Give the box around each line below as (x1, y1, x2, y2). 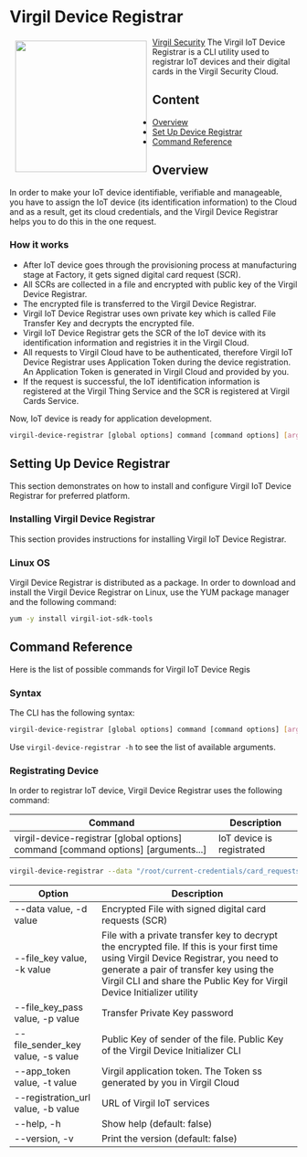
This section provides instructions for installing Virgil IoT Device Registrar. (9, 533, 287, 545)
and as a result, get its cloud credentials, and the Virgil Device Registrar (9, 206, 279, 217)
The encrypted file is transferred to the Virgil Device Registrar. (22, 298, 257, 309)
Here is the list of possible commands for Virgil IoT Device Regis (9, 663, 251, 674)
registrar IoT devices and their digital (152, 56, 291, 67)
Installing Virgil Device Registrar (9, 513, 155, 525)
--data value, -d (14, 903, 88, 916)
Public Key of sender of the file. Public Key (101, 1033, 284, 1046)
